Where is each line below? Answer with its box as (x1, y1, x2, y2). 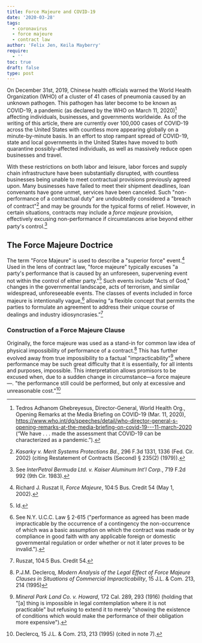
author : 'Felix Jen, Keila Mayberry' (7, 43, 101, 49)
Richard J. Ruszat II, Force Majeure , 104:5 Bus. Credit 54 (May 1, (15, 484, 174, 491)
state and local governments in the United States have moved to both (7, 139, 177, 146)
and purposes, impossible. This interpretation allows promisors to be (7, 367, 176, 374)
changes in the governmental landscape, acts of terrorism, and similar (7, 283, 180, 291)
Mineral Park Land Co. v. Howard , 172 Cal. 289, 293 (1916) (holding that (15, 593, 193, 600)
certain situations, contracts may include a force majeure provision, (7, 208, 173, 216)
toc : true (7, 59, 32, 65)
